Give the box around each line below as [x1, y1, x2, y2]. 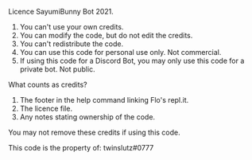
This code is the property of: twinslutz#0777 [8, 143, 154, 152]
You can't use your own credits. [19, 22, 124, 31]
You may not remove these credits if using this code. [8, 127, 180, 137]
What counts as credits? [8, 80, 87, 89]
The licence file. [19, 103, 73, 113]
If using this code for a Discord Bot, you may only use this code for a [19, 56, 245, 65]
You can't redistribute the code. [19, 39, 124, 49]
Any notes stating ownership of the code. [19, 112, 156, 122]
